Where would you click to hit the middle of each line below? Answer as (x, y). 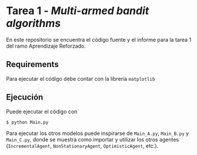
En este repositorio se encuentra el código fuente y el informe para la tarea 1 (99, 39)
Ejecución (25, 98)
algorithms (34, 23)
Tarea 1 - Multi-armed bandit (78, 11)
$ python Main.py (27, 122)
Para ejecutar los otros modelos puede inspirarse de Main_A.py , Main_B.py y (98, 133)
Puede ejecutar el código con (42, 111)
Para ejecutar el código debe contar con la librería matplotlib (81, 78)
